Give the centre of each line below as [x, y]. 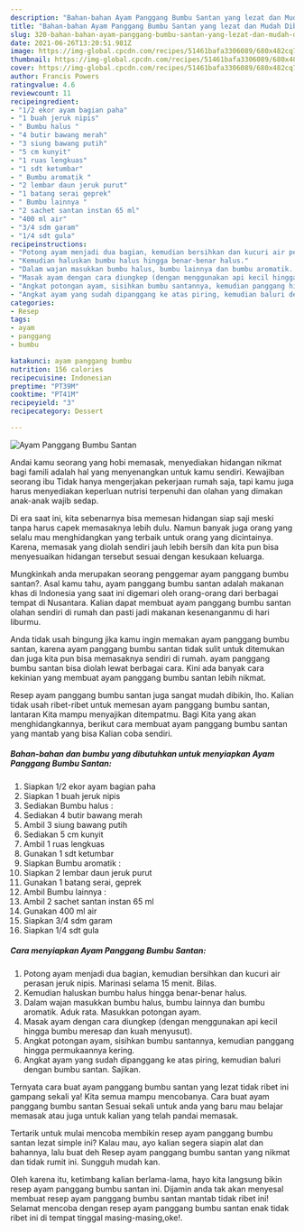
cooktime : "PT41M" [45, 395]
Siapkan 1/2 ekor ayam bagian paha [89, 786]
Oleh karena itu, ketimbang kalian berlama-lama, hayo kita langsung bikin [146, 1179]
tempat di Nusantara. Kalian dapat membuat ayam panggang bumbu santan [151, 602]
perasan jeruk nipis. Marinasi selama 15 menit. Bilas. [120, 983]
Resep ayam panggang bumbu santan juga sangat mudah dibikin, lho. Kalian [152, 694]
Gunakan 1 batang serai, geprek [83, 882]
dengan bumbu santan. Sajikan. [82, 1069]
